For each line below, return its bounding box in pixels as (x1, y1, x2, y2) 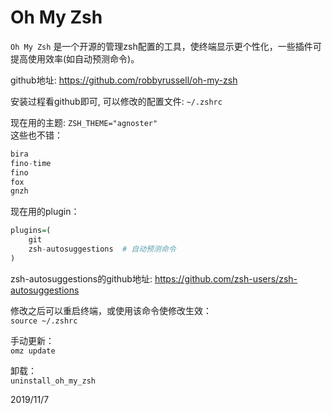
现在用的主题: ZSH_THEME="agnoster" (10, 116, 158, 128)
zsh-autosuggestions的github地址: (10, 272, 153, 285)
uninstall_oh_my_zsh (10, 376, 97, 386)
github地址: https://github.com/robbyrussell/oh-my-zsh (10, 74, 238, 86)
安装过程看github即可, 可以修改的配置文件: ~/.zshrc (10, 95, 223, 107)
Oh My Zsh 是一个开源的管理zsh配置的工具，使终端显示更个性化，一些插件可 (10, 40, 322, 52)
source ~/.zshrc (10, 316, 78, 326)
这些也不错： (10, 129, 63, 141)
